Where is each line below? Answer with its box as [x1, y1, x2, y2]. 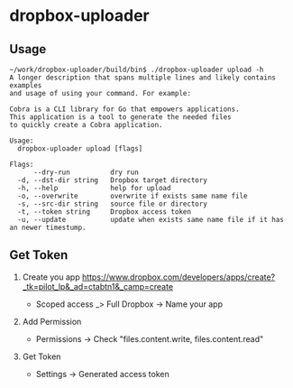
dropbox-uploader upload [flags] [17, 144, 143, 153]
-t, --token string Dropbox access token [17, 208, 192, 217]
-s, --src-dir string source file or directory [17, 199, 207, 208]
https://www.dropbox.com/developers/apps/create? [81, 272, 276, 282]
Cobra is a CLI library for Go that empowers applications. [9, 105, 241, 114]
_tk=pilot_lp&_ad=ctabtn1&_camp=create [22, 281, 174, 291]
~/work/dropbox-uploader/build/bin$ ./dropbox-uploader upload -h [9, 65, 264, 74]
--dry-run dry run [32, 168, 140, 177]
